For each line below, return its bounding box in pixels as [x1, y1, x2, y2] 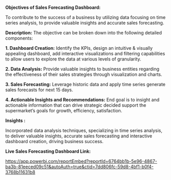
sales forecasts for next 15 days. [5, 87, 74, 93]
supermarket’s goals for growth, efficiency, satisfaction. [5, 108, 123, 113]
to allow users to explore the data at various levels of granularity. [5, 56, 141, 62]
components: [5, 35, 33, 41]
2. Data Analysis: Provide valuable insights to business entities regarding [5, 66, 160, 72]
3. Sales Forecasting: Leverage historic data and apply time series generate [5, 82, 166, 87]
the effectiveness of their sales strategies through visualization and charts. [5, 71, 162, 77]
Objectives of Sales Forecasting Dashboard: [5, 5, 101, 10]
